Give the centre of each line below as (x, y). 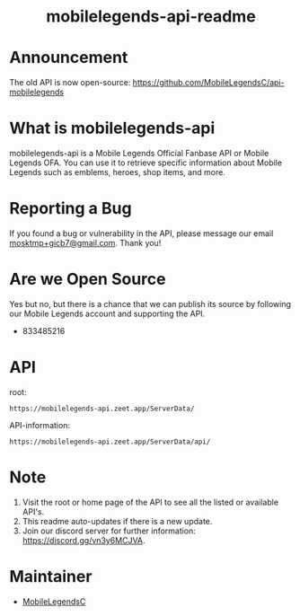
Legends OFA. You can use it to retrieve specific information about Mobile (146, 163)
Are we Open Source (88, 279)
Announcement (69, 58)
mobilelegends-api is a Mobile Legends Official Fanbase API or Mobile (139, 154)
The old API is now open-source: (70, 83)
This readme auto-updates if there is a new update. (117, 521)
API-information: (40, 425)
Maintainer (51, 576)
